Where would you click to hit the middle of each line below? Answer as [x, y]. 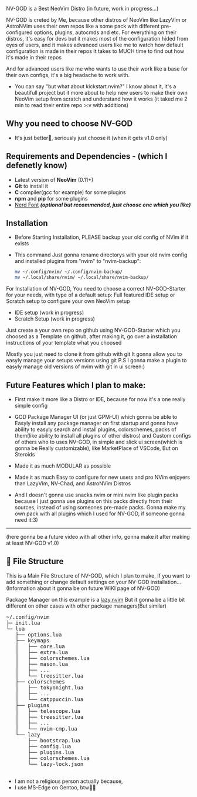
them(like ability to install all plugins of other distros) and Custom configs [103, 436]
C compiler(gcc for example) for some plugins [70, 192]
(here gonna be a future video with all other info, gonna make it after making [98, 537]
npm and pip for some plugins [51, 198]
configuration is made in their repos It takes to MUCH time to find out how [95, 51]
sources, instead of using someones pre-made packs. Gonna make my [100, 507]
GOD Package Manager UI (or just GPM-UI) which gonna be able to [96, 417]
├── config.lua [50, 746]
